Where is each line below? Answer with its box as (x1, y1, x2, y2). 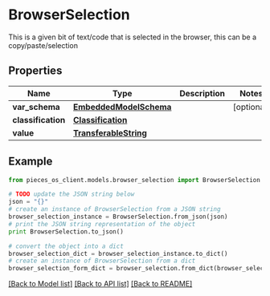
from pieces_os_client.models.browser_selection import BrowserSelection (8, 176, 261, 184)
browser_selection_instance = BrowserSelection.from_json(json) (8, 213, 228, 221)
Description (179, 87, 226, 99)
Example (8, 155, 53, 168)
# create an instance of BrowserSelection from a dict (8, 257, 196, 266)
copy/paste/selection (8, 40, 79, 50)
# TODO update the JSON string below (8, 190, 135, 198)
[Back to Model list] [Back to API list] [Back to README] (8, 279, 193, 289)
